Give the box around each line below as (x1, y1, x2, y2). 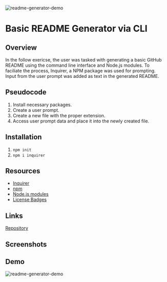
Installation (5, 133, 42, 142)
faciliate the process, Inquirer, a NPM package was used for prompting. (5, 68, 156, 74)
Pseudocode (5, 88, 47, 97)
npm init (12, 147, 32, 152)
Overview (5, 43, 37, 52)
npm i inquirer (12, 153, 46, 158)
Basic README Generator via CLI (5, 23, 148, 34)
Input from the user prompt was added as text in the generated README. (5, 73, 160, 79)
